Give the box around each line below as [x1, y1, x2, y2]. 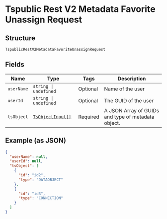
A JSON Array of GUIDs [104, 107, 160, 114]
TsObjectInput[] [33, 114, 72, 120]
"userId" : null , [9, 159, 43, 164]
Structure [5, 34, 36, 42]
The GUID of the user [104, 97, 154, 104]
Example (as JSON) [5, 137, 66, 145]
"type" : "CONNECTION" [18, 196, 64, 201]
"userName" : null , [9, 154, 48, 159]
